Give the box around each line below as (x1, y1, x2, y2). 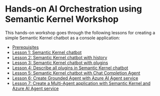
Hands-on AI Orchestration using (5, 3, 142, 15)
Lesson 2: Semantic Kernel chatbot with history (12, 54, 107, 60)
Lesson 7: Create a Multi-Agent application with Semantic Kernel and (12, 80, 151, 86)
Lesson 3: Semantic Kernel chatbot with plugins (12, 60, 108, 65)
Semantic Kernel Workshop (5, 14, 119, 25)
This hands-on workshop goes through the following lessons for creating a (5, 30, 155, 35)
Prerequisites (12, 44, 39, 50)
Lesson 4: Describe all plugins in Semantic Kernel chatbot (12, 64, 128, 71)
